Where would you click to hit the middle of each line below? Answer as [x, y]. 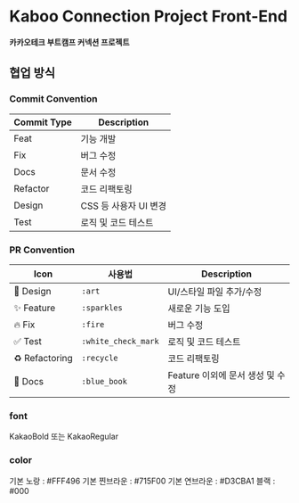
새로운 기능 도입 [199, 308]
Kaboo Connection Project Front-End [148, 16]
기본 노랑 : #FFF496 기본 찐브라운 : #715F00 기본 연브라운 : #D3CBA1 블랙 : [142, 481]
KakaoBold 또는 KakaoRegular [64, 437]
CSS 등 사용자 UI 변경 [124, 205]
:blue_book [104, 381]
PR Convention [42, 250]
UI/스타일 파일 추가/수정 [215, 292]
